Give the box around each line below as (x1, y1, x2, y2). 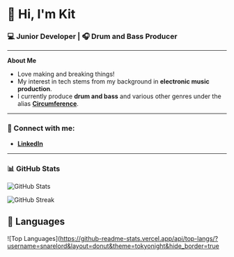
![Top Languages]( (7, 234, 61, 242)
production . (17, 85, 52, 93)
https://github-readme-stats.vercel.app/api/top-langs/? (60, 234, 219, 242)
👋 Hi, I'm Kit (7, 6, 76, 22)
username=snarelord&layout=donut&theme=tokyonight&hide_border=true (7, 242, 219, 250)
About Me (7, 56, 37, 65)
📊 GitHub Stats (7, 164, 61, 173)
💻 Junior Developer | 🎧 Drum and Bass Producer (7, 31, 178, 41)
